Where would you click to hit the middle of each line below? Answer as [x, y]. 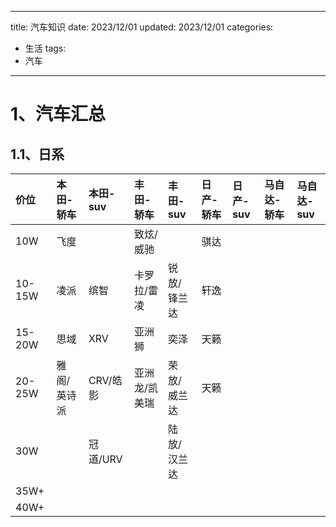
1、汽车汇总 [58, 114]
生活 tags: [45, 48]
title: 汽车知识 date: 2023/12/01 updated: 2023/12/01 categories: [142, 27]
